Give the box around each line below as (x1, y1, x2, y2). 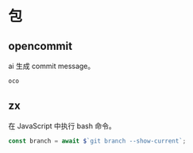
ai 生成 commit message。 (8, 61, 95, 71)
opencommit (8, 39, 73, 52)
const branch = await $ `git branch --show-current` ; (8, 136, 187, 145)
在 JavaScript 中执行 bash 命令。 (8, 120, 117, 131)
